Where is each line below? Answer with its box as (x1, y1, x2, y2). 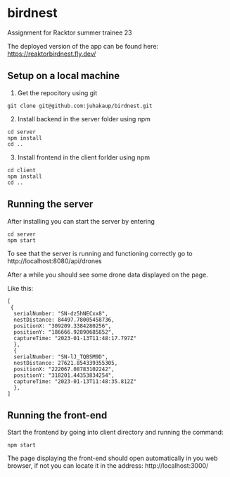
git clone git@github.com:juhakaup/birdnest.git (7, 102, 153, 109)
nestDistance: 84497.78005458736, (13, 316, 115, 323)
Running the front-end (7, 409, 108, 421)
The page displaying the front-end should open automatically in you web (7, 454, 218, 463)
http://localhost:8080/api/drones (7, 256, 102, 265)
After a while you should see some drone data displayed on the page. (7, 270, 209, 279)
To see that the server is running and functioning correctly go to (7, 249, 193, 258)
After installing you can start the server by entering (7, 217, 155, 225)
